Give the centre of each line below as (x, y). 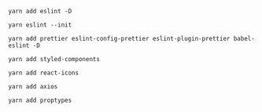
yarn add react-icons (44, 73)
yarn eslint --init (40, 25)
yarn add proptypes (40, 100)
